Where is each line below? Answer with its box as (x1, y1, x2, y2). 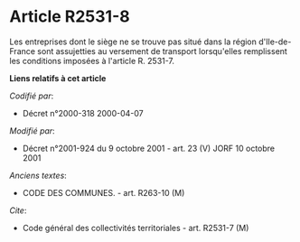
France (9, 45, 36, 56)
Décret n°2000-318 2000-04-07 (22, 107, 144, 118)
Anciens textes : (9, 170, 68, 181)
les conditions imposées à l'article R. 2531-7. (9, 55, 174, 66)
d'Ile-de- (258, 36, 292, 47)
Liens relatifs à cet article (9, 72, 107, 83)
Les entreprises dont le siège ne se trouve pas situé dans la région (9, 36, 258, 47)
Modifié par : (9, 125, 56, 136)
